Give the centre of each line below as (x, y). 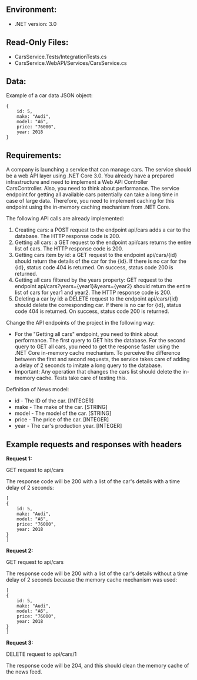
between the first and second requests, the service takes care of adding (102, 359)
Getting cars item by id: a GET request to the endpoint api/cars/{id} (96, 255)
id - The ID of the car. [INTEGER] (54, 401)
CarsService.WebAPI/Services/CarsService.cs (71, 63)
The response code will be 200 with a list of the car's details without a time (97, 573)
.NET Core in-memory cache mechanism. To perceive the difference (97, 353)
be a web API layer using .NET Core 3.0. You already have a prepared (90, 176)
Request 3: (20, 643)
